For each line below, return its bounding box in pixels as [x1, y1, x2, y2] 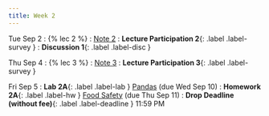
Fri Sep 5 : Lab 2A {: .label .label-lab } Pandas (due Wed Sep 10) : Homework [8, 82, 261, 91]
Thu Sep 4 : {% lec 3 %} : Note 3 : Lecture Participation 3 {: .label [8, 58, 226, 67]
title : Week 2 [8, 11, 56, 20]
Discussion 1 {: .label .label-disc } [41, 42, 151, 52]
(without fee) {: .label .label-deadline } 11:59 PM [8, 98, 165, 108]
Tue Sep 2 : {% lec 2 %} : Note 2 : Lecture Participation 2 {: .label [8, 34, 225, 43]
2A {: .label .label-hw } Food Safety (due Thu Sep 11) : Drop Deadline [8, 90, 234, 100]
